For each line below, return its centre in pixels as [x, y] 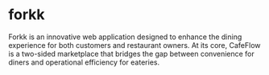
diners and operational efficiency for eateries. [84, 62]
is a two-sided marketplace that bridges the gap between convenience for [132, 53]
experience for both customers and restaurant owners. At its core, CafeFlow [134, 45]
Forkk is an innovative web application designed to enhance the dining [125, 37]
